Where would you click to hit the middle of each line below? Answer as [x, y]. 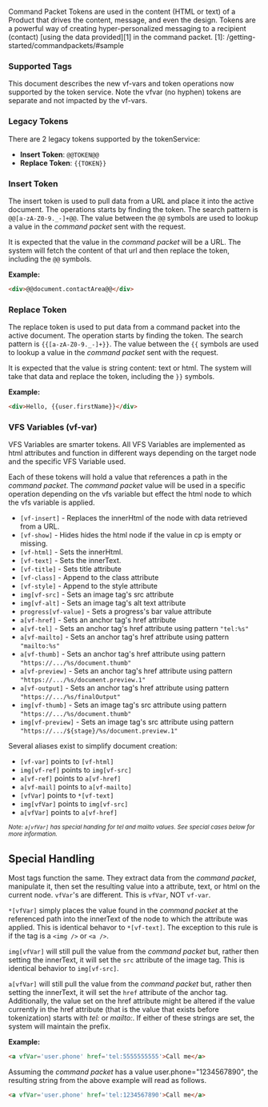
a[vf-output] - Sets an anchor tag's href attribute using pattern [124, 688]
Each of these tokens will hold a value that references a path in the [118, 477]
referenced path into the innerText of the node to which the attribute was [128, 919]
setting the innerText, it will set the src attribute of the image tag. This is [127, 960]
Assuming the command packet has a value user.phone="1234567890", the [133, 1072]
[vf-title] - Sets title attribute [70, 569]
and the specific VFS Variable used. [67, 462]
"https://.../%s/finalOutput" [70, 697]
